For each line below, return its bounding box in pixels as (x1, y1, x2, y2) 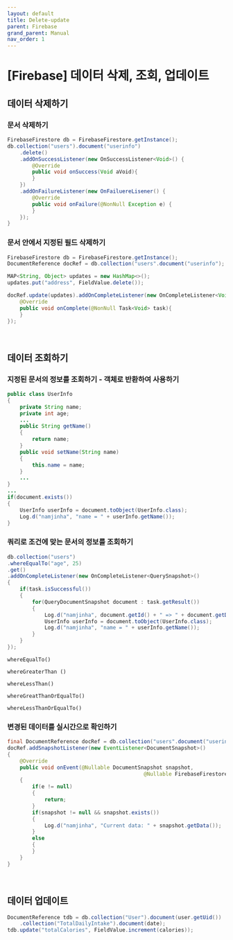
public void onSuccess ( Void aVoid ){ (32, 168, 138, 175)
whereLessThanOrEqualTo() (7, 704, 82, 711)
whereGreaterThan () (7, 668, 67, 675)
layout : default (7, 10, 54, 17)
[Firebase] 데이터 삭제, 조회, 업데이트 (7, 68, 209, 84)
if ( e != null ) (32, 783, 73, 790)
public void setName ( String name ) (19, 449, 119, 455)
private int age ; (19, 410, 70, 417)
